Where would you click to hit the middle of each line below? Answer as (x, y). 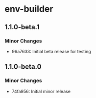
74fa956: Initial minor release (41, 91)
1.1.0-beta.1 (22, 27)
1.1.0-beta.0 (23, 67)
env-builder (29, 9)
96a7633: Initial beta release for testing (51, 51)
